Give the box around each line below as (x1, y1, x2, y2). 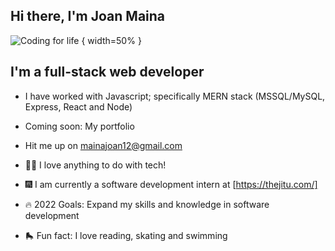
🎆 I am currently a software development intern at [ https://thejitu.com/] (24, 178, 318, 190)
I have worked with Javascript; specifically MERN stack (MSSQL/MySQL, (24, 90, 326, 102)
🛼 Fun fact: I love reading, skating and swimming (24, 229, 228, 241)
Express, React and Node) (24, 100, 133, 113)
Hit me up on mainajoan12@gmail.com (24, 139, 183, 151)
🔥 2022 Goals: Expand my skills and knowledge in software (24, 198, 270, 210)
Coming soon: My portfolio (24, 120, 135, 132)
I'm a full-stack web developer (10, 64, 205, 81)
